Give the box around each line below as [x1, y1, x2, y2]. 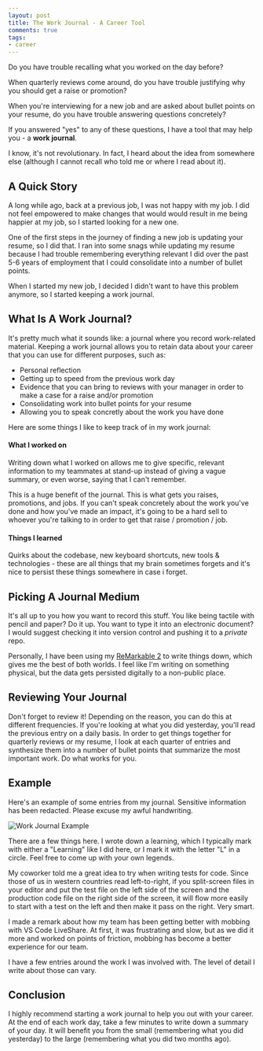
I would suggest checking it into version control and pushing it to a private [8, 627, 248, 637]
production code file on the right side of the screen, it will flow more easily [8, 893, 249, 902]
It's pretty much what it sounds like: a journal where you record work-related [8, 333, 256, 342]
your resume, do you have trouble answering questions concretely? [8, 109, 226, 119]
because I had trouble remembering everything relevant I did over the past [8, 249, 249, 258]
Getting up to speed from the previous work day [19, 373, 175, 383]
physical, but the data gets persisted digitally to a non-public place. [8, 668, 226, 677]
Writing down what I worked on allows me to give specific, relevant [8, 457, 225, 467]
